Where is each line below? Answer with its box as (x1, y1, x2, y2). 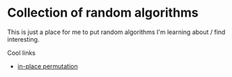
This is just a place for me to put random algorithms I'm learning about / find (7, 28, 226, 36)
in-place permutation (17, 62, 78, 70)
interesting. (7, 35, 40, 43)
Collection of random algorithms (7, 5, 199, 21)
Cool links (7, 49, 36, 57)
